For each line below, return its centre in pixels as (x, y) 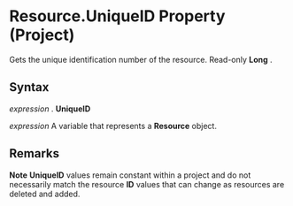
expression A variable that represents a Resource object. (113, 126)
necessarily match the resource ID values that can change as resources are (147, 184)
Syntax (29, 87)
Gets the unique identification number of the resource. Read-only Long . (141, 59)
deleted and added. (45, 194)
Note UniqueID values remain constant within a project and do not (130, 175)
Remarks (35, 153)
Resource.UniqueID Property (117, 16)
